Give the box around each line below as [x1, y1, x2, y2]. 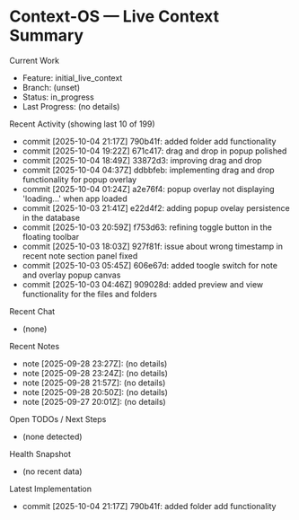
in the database [22, 212, 81, 223]
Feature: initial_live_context [22, 72, 123, 83]
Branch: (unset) [22, 82, 81, 93]
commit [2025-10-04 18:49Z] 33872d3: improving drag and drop [22, 154, 262, 165]
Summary [9, 25, 84, 46]
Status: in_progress [22, 92, 94, 102]
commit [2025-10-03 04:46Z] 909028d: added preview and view [22, 278, 264, 289]
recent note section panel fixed [22, 250, 138, 261]
